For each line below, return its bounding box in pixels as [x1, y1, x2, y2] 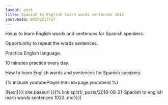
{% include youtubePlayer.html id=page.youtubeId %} [5, 79, 119, 86]
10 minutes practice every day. [5, 60, 70, 66]
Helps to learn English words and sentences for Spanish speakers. [5, 31, 145, 37]
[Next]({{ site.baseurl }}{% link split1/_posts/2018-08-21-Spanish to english [5, 89, 163, 95]
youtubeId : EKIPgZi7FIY [5, 17, 56, 22]
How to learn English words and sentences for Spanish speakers [5, 70, 141, 76]
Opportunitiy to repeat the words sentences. [5, 40, 98, 46]
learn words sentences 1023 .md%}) [5, 94, 82, 101]
